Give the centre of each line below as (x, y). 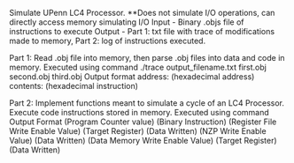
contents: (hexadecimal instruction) (74, 86)
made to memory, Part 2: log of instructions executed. (108, 41)
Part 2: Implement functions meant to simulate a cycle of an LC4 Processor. (147, 103)
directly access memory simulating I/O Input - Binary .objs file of (127, 22)
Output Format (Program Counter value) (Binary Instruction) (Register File (143, 122)
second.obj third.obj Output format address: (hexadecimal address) (132, 77)
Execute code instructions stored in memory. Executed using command (139, 112)
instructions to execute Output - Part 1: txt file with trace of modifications (142, 31)
